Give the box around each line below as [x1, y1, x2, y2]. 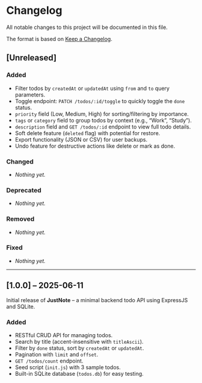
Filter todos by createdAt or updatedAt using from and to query [14, 84, 170, 92]
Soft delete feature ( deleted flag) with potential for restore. [14, 129, 161, 136]
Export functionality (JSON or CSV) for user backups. [14, 136, 148, 143]
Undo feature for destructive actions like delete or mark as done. [14, 142, 176, 150]
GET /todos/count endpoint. [14, 357, 84, 364]
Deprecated [6, 186, 42, 194]
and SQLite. [6, 303, 35, 310]
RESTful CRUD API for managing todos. [14, 331, 113, 338]
